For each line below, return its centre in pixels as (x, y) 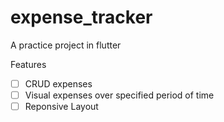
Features (28, 64)
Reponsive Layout (61, 107)
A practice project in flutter (66, 45)
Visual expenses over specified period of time (119, 95)
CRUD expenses (58, 83)
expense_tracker (81, 17)
